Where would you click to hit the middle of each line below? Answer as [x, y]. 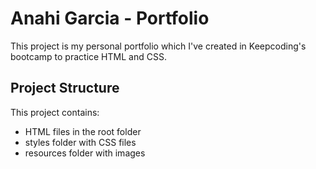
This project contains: [55, 112]
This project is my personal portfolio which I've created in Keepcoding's [158, 46]
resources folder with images [85, 153]
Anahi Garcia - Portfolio [110, 18]
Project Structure [65, 88]
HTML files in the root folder [83, 131]
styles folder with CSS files [80, 142]
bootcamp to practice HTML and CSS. [88, 56]
